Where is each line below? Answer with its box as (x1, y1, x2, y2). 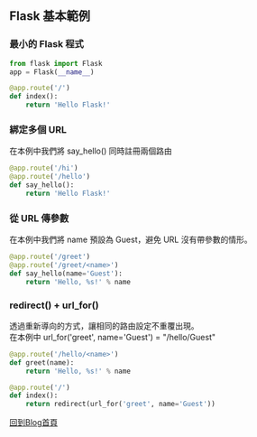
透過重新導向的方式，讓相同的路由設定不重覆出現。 (9, 320, 199, 331)
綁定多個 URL (9, 123, 68, 135)
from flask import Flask (9, 59, 103, 68)
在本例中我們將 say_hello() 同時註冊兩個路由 (9, 145, 173, 156)
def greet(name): (9, 358, 75, 367)
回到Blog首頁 (9, 417, 59, 428)
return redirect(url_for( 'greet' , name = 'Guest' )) (25, 400, 216, 409)
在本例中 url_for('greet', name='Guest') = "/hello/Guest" (9, 331, 216, 342)
